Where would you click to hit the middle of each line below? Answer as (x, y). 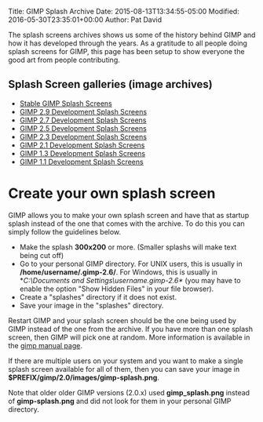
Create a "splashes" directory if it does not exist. (98, 296)
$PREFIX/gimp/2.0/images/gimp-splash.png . (84, 377)
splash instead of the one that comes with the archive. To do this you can (126, 224)
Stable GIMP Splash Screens (66, 103)
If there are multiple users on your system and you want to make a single (126, 361)
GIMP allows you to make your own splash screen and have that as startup (129, 215)
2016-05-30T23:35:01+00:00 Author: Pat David (85, 20)
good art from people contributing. (64, 60)
